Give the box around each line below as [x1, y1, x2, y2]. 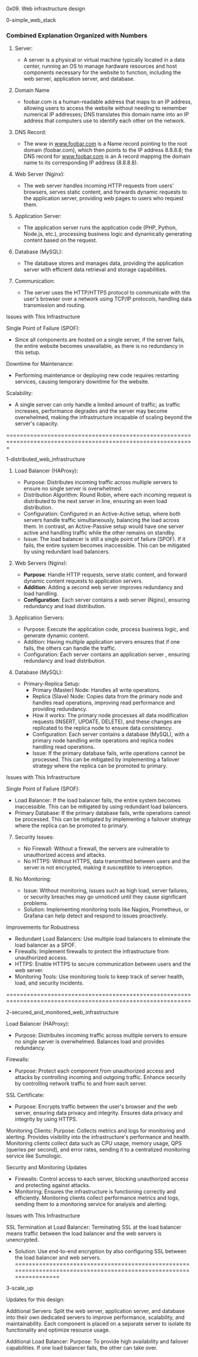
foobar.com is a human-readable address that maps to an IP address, [23, 98, 193, 106]
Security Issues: [14, 834, 54, 841]
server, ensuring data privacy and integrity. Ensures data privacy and [14, 1109, 183, 1116]
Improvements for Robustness [6, 923, 80, 931]
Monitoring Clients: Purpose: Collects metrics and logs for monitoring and [6, 1127, 186, 1134]
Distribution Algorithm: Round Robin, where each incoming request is [23, 491, 192, 498]
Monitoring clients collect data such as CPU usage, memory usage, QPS [6, 1140, 182, 1147]
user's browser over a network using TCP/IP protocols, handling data [23, 295, 192, 302]
